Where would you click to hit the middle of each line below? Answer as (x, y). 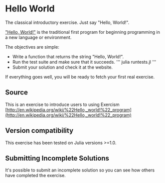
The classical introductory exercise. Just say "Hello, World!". (67, 22)
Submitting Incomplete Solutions (57, 158)
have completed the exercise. (35, 176)
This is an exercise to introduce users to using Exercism (62, 104)
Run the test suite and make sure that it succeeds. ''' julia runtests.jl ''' (84, 62)
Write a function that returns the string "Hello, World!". (68, 56)
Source (17, 92)
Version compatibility (39, 131)
